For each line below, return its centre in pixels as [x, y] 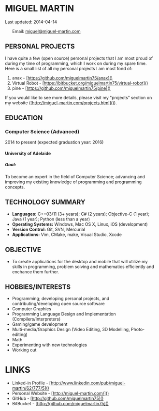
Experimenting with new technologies [49, 345]
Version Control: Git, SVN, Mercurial [49, 229]
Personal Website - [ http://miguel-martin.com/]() [60, 394]
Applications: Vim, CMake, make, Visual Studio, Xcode [67, 234]
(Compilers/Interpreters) [36, 319]
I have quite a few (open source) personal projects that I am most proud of [79, 58]
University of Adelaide [28, 154]
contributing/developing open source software [58, 304]
